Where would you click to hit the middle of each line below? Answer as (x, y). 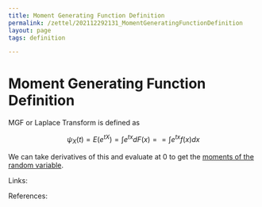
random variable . (36, 165)
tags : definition (37, 38)
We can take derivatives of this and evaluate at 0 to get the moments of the (131, 156)
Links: (18, 180)
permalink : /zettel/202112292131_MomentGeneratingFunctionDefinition (126, 23)
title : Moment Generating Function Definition (87, 15)
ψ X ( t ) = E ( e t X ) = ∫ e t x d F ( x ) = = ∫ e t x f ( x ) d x (133, 140)
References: (28, 196)
